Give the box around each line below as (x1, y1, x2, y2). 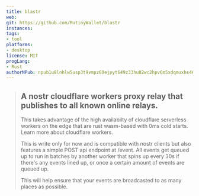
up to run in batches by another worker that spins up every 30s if (20, 153, 179, 160)
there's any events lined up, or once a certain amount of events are (20, 159, 185, 166)
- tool (6, 36, 23, 42)
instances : (6, 25, 33, 31)
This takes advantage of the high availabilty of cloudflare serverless (20, 116, 187, 123)
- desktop (6, 47, 31, 53)
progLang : (6, 58, 31, 64)
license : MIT (6, 53, 38, 59)
